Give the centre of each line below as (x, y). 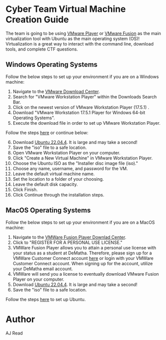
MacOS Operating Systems (48, 211)
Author (20, 319)
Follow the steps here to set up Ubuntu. (46, 299)
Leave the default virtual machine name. (54, 174)
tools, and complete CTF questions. (42, 49)
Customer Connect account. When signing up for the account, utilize (83, 263)
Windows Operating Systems (52, 65)
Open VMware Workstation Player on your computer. (66, 152)
